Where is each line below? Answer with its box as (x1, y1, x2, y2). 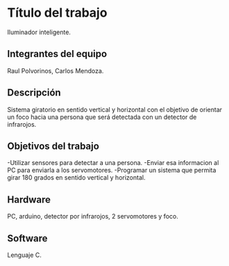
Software (7, 232, 48, 244)
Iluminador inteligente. (7, 28, 71, 36)
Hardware (7, 194, 51, 205)
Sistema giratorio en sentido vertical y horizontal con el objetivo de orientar (7, 105, 223, 114)
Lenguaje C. (7, 251, 42, 259)
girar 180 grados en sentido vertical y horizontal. (7, 173, 146, 182)
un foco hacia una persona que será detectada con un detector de (7, 113, 197, 121)
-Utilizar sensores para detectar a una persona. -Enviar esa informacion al (7, 159, 219, 167)
